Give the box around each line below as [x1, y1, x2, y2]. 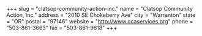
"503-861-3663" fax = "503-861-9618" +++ [6, 24, 118, 31]
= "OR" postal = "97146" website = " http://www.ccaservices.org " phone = [6, 18, 193, 25]
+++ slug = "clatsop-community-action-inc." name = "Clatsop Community [6, 5, 193, 12]
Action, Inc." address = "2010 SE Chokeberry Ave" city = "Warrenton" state [6, 11, 196, 19]
